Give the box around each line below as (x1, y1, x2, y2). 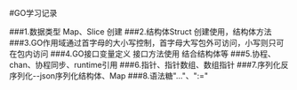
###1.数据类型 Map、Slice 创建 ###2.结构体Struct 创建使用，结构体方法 (9, 26, 272, 37)
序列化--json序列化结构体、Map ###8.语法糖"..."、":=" (9, 71, 209, 81)
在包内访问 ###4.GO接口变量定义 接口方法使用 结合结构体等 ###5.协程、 (9, 49, 276, 59)
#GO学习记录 (9, 8, 58, 18)
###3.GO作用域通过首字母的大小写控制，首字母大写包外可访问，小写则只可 (9, 38, 285, 48)
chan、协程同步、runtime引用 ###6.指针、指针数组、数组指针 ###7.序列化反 (9, 60, 289, 70)
